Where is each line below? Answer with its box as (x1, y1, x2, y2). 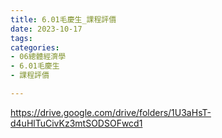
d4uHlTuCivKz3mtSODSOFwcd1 (10, 117, 143, 129)
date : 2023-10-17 (10, 24, 83, 34)
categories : (10, 42, 60, 53)
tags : (10, 33, 33, 43)
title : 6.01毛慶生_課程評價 (10, 14, 117, 25)
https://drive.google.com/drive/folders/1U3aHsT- (10, 106, 212, 118)
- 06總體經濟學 (10, 52, 67, 62)
